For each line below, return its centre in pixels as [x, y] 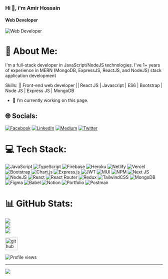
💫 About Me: [31, 51]
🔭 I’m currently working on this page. [50, 100]
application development [31, 76]
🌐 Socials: [21, 116]
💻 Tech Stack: [36, 149]
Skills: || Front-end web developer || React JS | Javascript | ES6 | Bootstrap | [84, 85]
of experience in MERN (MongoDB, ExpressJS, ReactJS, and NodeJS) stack [83, 70]
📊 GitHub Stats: [39, 203]
